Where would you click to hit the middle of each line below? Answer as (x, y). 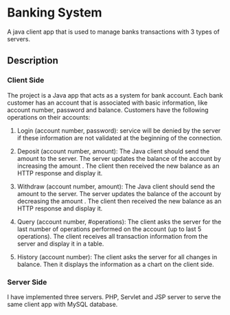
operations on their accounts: (49, 117)
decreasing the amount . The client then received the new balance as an (119, 201)
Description (33, 61)
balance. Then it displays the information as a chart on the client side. (115, 264)
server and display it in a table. (60, 243)
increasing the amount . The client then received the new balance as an (118, 166)
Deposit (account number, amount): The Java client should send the (113, 151)
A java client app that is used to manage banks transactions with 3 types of (113, 32)
